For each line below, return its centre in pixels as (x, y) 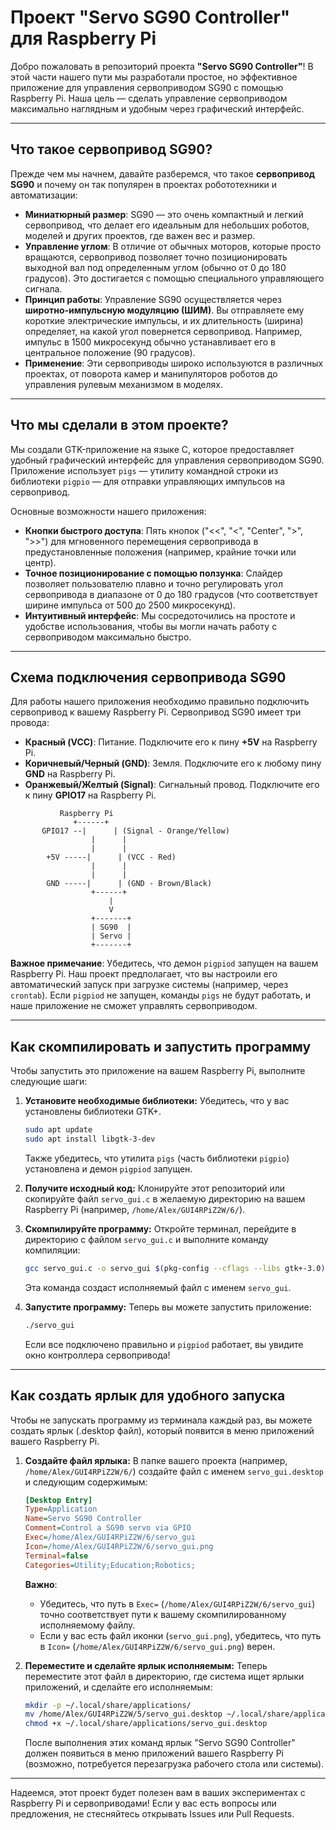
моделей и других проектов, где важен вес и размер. (140, 235)
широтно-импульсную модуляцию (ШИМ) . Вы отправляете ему (164, 310)
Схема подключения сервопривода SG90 (148, 677)
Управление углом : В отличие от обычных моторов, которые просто (173, 246)
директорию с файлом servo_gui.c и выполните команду (146, 1239)
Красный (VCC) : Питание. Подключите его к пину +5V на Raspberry (171, 742)
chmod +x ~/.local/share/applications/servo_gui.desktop (146, 1724)
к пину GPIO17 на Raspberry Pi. (90, 795)
